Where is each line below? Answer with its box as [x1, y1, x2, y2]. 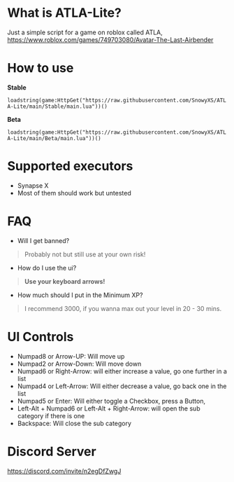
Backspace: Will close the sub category [17, 419, 131, 427]
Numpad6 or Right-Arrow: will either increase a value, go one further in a [17, 366, 227, 376]
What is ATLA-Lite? [7, 5, 122, 21]
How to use [7, 60, 74, 76]
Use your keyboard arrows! [24, 277, 105, 285]
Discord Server [7, 443, 96, 460]
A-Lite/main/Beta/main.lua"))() [7, 135, 101, 142]
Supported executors [7, 158, 133, 174]
